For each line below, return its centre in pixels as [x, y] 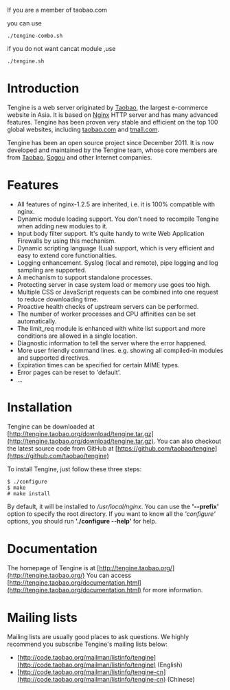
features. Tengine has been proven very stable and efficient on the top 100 [113, 122]
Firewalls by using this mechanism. [67, 241]
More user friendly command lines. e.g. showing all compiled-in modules [120, 350]
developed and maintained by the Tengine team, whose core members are [112, 150]
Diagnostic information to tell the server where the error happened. [112, 343]
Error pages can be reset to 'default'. [69, 372]
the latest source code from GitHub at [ [62, 448]
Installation [40, 408]
